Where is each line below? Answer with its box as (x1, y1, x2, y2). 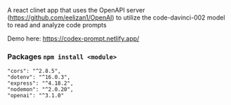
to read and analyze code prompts (7, 21, 107, 29)
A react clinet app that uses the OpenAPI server (7, 6, 145, 14)
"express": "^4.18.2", (7, 80, 74, 87)
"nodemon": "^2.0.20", (7, 86, 74, 93)
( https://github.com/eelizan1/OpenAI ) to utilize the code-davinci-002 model (7, 13, 225, 22)
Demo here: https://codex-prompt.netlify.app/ (7, 34, 140, 43)
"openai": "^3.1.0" (7, 92, 65, 99)
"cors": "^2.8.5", (7, 68, 61, 75)
